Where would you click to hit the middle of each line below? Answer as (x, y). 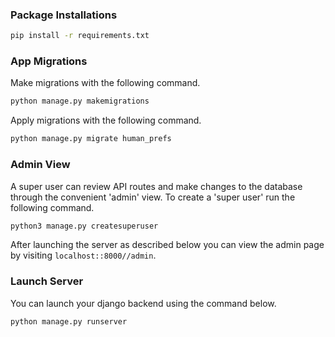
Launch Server (47, 281)
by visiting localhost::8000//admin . (83, 255)
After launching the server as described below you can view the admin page (167, 245)
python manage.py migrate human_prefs (91, 139)
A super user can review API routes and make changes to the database (156, 186)
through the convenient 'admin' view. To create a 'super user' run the (153, 197)
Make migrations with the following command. (105, 83)
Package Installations (64, 15)
